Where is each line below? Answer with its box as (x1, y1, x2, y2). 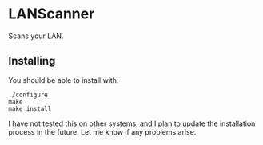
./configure (8, 91, 48, 99)
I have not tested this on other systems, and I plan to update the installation (8, 119, 256, 128)
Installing (8, 54, 56, 68)
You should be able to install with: (8, 75, 119, 84)
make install (8, 104, 52, 112)
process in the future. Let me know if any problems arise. (8, 127, 197, 136)
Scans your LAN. (8, 31, 64, 41)
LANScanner (8, 5, 95, 23)
